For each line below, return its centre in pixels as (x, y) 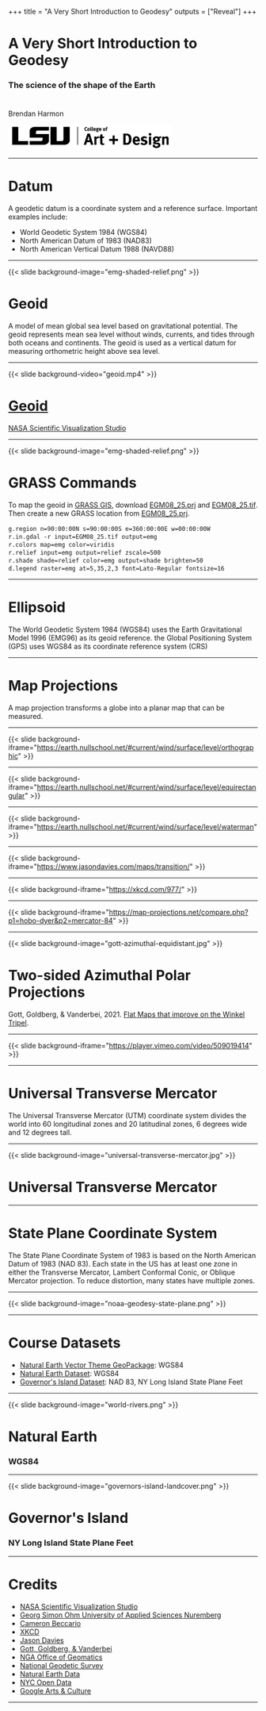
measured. (26, 716)
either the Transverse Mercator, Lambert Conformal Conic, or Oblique (122, 1272)
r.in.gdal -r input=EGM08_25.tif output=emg (83, 537)
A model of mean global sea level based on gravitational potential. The (123, 326)
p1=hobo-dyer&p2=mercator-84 (61, 921)
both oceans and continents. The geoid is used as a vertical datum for (122, 343)
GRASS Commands (72, 483)
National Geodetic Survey (61, 1665)
